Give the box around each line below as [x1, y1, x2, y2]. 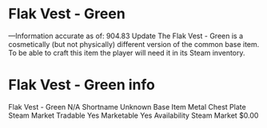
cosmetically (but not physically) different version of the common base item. [8, 39, 260, 48]
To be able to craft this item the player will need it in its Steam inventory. [8, 48, 245, 57]
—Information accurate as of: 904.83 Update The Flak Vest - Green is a [8, 31, 244, 41]
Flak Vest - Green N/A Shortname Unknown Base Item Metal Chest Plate [8, 102, 246, 111]
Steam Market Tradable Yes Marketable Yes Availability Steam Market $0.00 [8, 111, 259, 120]
